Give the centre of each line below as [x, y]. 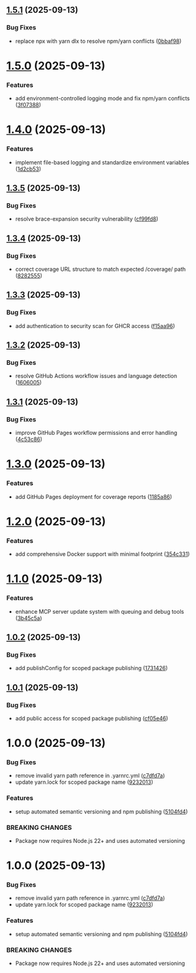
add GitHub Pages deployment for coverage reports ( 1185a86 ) [94, 496]
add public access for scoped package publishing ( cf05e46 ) [92, 718]
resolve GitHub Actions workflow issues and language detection [96, 376]
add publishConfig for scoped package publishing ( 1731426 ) [92, 668]
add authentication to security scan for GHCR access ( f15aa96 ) [95, 326]
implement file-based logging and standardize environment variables [102, 162]
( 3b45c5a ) [28, 618]
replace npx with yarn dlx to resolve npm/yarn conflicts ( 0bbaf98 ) [98, 41]
